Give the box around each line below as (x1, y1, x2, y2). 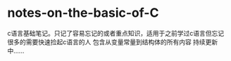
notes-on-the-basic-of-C (7, 5, 159, 21)
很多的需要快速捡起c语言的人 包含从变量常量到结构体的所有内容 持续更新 (7, 37, 218, 46)
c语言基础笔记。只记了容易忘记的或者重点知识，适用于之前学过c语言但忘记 (7, 29, 224, 37)
